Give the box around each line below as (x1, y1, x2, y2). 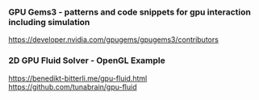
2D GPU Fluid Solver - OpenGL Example (8, 55, 165, 66)
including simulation (8, 16, 90, 27)
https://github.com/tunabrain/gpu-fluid (8, 81, 137, 91)
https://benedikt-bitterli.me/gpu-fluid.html (8, 73, 148, 83)
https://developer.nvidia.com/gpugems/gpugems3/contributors (8, 35, 219, 44)
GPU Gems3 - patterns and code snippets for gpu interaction (8, 6, 252, 18)
